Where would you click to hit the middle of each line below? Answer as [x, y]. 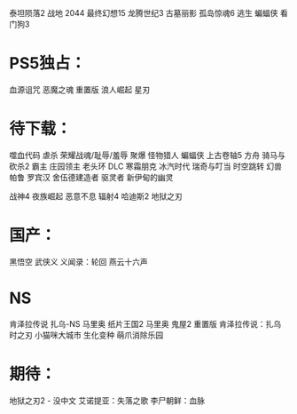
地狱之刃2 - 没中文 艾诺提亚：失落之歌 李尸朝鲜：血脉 [107, 400]
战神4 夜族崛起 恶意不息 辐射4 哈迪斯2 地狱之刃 [96, 196]
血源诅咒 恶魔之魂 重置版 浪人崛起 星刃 [80, 89]
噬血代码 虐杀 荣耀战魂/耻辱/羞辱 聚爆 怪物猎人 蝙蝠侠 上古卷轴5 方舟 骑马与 [147, 155]
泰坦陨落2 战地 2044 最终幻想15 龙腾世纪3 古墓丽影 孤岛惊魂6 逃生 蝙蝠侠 [144, 13]
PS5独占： [47, 64]
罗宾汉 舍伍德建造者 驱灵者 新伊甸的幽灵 [100, 177]
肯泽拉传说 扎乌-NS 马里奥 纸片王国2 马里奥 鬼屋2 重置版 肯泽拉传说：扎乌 [145, 323]
